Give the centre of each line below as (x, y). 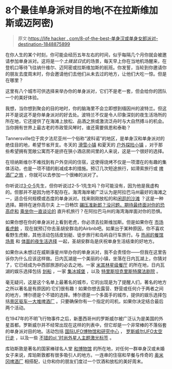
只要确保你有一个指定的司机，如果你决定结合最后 (112, 301)
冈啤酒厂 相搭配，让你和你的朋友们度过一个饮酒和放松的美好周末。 (76, 361)
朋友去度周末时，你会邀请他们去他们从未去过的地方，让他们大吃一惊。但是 (88, 74)
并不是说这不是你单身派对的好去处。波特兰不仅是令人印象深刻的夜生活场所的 (86, 114)
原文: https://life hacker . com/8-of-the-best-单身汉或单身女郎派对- (88, 38)
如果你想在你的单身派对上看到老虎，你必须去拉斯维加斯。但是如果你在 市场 (84, 222)
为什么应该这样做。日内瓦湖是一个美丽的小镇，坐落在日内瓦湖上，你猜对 (90, 258)
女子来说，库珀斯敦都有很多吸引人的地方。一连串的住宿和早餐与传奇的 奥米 (84, 355)
